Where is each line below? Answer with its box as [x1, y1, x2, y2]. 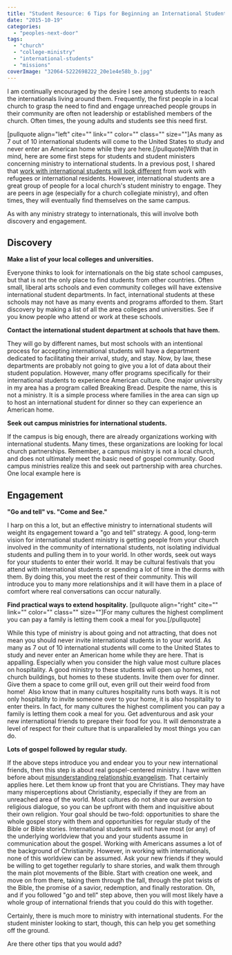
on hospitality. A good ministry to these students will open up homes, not [7, 666, 215, 674]
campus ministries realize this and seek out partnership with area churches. [7, 462, 223, 471]
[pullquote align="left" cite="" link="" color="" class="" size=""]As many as [7, 129, 223, 138]
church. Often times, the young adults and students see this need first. [7, 116, 208, 125]
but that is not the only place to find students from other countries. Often [7, 276, 214, 284]
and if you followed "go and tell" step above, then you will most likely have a [7, 891, 224, 900]
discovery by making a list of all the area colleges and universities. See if [7, 305, 214, 313]
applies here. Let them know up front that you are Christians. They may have [7, 781, 225, 789]
